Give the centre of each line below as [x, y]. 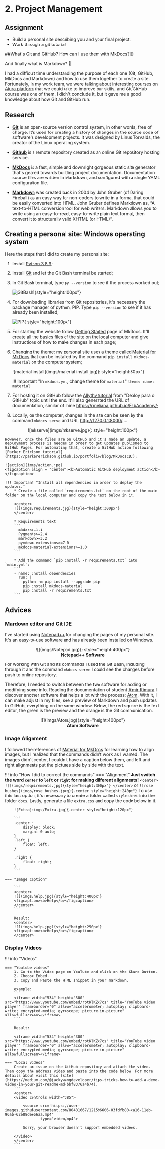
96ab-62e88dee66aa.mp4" [30, 1114]
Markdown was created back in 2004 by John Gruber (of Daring [78, 192]
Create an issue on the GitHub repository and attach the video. [82, 1067]
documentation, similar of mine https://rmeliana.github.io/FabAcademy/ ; [85, 405]
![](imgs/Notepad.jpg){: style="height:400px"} [83, 650]
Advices [18, 610]
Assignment [24, 27]
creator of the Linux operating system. [51, 142]
